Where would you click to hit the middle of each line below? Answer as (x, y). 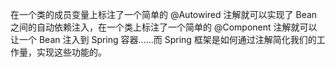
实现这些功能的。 (71, 52)
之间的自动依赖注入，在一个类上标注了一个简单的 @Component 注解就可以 (164, 27)
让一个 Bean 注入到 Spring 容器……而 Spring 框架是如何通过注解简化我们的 (163, 39)
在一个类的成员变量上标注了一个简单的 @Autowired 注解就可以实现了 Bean (164, 14)
